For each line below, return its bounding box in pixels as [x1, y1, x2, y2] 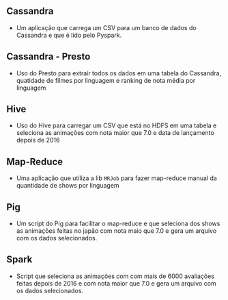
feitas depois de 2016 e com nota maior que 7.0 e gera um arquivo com [16, 279, 216, 287]
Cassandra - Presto [6, 51, 91, 62]
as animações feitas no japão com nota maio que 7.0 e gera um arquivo [16, 227, 217, 235]
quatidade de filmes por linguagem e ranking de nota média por [16, 76, 196, 84]
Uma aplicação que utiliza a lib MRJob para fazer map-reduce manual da [16, 174, 218, 182]
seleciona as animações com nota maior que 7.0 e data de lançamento [16, 129, 214, 137]
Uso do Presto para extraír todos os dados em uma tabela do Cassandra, [16, 68, 222, 77]
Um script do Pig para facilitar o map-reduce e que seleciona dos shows [16, 219, 220, 228]
